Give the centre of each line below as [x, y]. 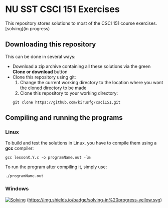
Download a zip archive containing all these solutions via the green [81, 66]
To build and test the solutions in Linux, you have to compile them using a [81, 143]
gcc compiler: [20, 148]
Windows [17, 189]
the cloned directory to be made [53, 88]
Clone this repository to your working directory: [69, 93]
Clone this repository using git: [44, 77]
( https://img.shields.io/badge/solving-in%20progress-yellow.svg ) [94, 199]
